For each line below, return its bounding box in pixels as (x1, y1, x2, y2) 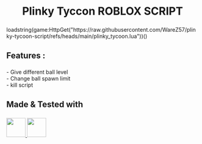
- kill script (6, 81, 34, 89)
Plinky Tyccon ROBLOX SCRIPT (22, 4, 183, 18)
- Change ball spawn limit (6, 75, 71, 82)
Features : (6, 50, 46, 60)
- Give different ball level (6, 68, 68, 76)
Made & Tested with (6, 99, 84, 109)
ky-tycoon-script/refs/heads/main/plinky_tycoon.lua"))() (6, 32, 148, 40)
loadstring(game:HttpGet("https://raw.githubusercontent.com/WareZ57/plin (6, 26, 197, 34)
